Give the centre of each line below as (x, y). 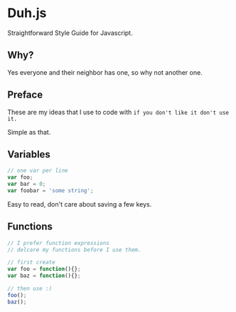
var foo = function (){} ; (44, 269)
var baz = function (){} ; (44, 276)
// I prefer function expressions (59, 243)
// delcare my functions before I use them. (74, 250)
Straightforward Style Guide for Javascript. (70, 33)
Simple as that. (29, 132)
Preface (25, 95)
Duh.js (27, 13)
